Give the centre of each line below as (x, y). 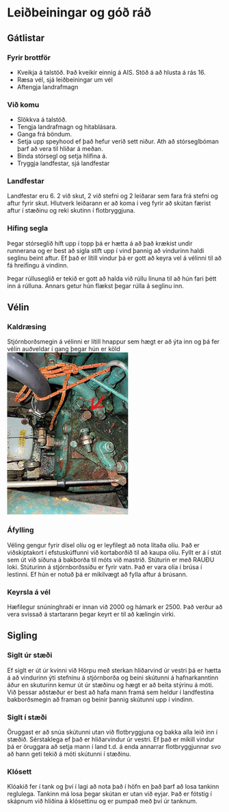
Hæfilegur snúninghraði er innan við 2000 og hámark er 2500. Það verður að (115, 607)
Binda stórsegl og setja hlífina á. (62, 156)
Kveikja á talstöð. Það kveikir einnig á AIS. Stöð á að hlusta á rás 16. (111, 72)
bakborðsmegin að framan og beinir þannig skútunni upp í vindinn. (100, 699)
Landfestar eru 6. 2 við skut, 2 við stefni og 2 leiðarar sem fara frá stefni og (113, 196)
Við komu (23, 104)
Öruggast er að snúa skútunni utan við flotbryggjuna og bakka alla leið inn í (112, 732)
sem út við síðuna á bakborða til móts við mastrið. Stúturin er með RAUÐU (111, 560)
